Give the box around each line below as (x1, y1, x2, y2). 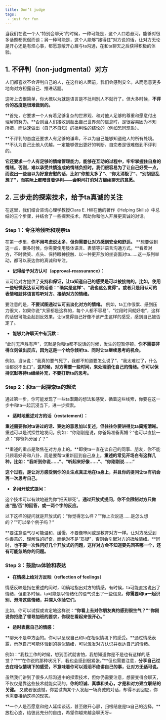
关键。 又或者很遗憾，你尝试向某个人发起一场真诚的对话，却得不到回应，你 (5, 686, 158, 692)
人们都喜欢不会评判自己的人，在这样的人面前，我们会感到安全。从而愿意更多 (5, 79, 161, 85)
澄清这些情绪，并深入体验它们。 (13, 597, 79, 603)
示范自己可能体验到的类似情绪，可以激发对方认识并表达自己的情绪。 (13, 641, 152, 647)
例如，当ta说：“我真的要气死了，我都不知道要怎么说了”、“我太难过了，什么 (5, 358, 158, 364)
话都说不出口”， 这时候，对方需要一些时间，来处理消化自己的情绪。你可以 (5, 364, 155, 370)
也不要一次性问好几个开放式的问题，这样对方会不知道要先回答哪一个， (14, 542, 157, 548)
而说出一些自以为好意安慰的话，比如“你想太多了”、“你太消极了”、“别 (5, 171, 147, 177)
